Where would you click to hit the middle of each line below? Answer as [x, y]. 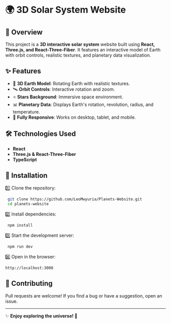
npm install [20, 225]
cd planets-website [28, 204]
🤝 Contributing [29, 283]
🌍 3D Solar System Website [66, 10]
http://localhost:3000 [29, 268]
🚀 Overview [24, 32]
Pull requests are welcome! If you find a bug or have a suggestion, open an [84, 295]
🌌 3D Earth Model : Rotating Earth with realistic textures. [71, 83]
